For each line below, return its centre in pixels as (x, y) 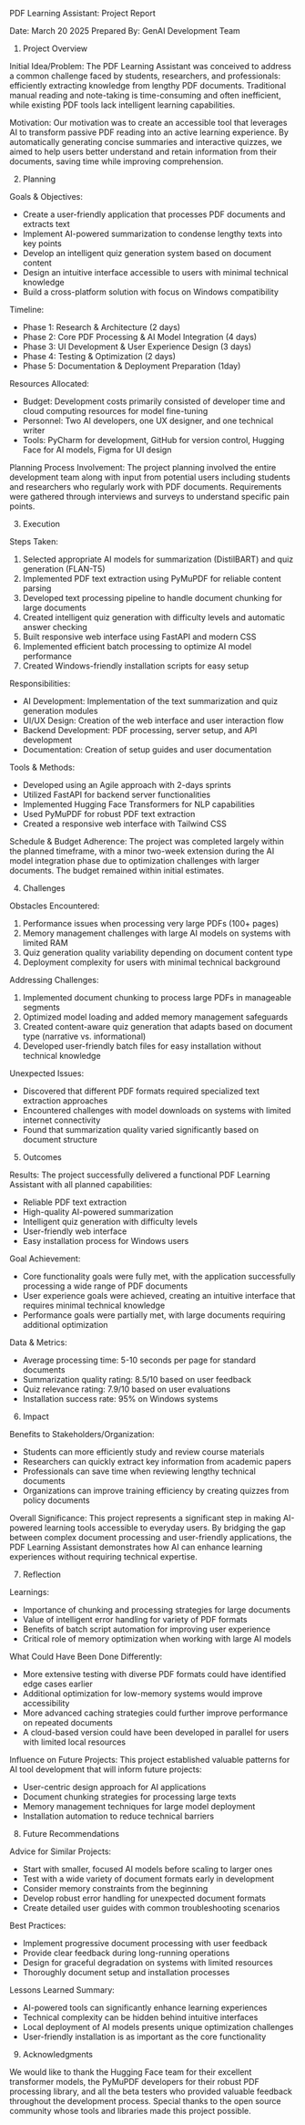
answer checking (55, 627)
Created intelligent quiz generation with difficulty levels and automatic (153, 617)
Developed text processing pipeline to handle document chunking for (152, 598)
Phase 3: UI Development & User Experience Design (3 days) (137, 347)
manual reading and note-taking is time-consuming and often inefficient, (145, 95)
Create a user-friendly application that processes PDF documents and (154, 214)
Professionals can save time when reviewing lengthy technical (139, 1471)
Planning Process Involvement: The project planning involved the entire (143, 467)
